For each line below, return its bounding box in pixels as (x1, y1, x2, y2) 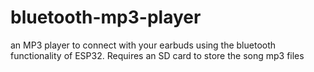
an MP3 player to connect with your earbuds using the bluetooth (10, 39, 277, 51)
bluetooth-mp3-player (10, 6, 202, 29)
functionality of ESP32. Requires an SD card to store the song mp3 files (10, 49, 305, 61)
